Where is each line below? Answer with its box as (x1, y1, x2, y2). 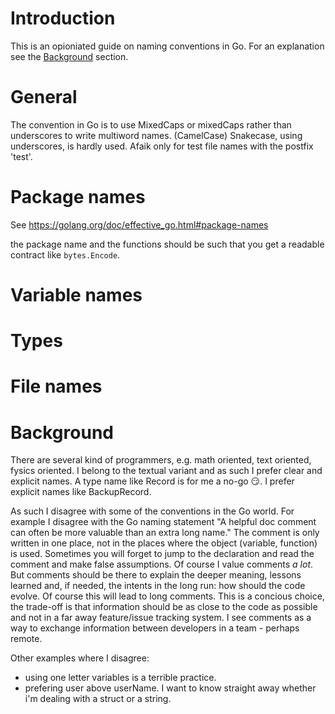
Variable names (10, 284, 143, 306)
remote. (10, 633, 43, 645)
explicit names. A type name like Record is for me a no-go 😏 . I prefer (10, 475, 295, 487)
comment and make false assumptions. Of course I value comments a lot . (10, 558, 314, 571)
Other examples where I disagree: (10, 652, 150, 664)
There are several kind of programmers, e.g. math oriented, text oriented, (10, 454, 312, 466)
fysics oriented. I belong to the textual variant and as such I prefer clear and (10, 465, 323, 477)
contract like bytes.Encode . (10, 248, 121, 261)
